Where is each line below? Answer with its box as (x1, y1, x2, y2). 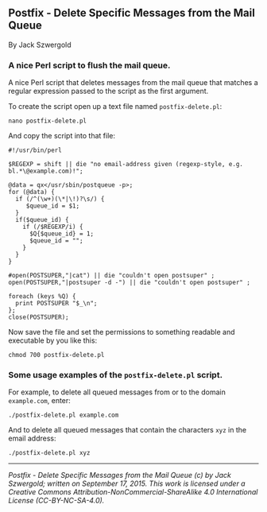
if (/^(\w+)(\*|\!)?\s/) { (15, 195, 105, 204)
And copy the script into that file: (8, 131, 116, 141)
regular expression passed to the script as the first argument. (8, 87, 209, 96)
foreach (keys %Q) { (8, 293, 77, 301)
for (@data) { (8, 188, 56, 196)
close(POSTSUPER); (8, 313, 69, 321)
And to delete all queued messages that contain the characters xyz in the (8, 425, 247, 435)
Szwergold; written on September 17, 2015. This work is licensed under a (8, 479, 246, 488)
